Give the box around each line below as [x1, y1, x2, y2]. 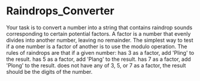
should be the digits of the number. [6, 68, 93, 75]
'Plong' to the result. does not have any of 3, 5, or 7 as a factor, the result [6, 61, 186, 69]
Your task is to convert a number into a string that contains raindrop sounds [6, 24, 193, 31]
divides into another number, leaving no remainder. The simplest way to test [6, 36, 193, 43]
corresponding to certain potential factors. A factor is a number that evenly [6, 30, 191, 37]
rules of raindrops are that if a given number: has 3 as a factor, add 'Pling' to [6, 49, 195, 56]
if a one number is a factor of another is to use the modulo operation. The [6, 43, 187, 50]
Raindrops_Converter [6, 4, 115, 18]
